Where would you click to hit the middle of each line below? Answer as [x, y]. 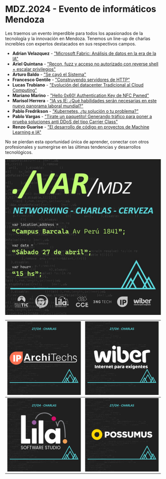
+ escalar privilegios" [34, 69]
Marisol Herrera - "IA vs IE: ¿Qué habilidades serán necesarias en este [84, 100]
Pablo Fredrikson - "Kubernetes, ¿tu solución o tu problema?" [75, 111]
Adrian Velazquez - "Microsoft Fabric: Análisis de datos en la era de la [84, 53]
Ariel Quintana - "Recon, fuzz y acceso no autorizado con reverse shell [85, 64]
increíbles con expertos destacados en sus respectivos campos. [71, 44]
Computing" [24, 90]
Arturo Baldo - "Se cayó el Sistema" [49, 74]
